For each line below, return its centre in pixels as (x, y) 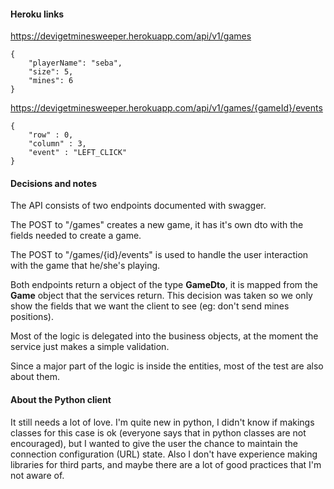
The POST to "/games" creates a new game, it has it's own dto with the (157, 225)
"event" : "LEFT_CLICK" (78, 153)
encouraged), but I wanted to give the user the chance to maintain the (154, 443)
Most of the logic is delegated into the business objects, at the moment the (164, 336)
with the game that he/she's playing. (85, 266)
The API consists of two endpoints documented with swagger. (138, 206)
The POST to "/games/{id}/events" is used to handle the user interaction (159, 255)
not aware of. (37, 475)
